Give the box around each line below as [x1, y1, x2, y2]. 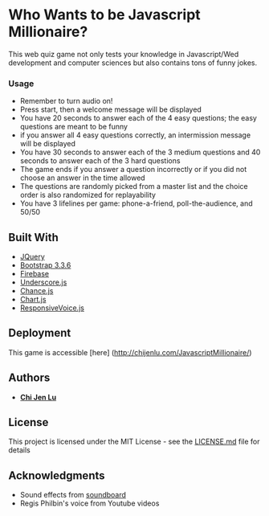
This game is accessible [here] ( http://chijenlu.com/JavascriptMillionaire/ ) [8, 347, 252, 357]
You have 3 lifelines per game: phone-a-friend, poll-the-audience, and [19, 199, 253, 208]
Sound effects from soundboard [19, 490, 127, 500]
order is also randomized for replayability [19, 190, 157, 200]
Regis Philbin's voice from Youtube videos [19, 498, 160, 508]
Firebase [19, 269, 50, 279]
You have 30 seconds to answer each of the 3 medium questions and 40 [19, 147, 261, 158]
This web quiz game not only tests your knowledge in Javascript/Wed [8, 49, 239, 59]
